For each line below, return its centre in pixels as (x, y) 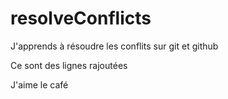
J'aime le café (39, 84)
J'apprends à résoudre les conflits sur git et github (114, 46)
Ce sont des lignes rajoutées (69, 65)
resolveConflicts (81, 18)
